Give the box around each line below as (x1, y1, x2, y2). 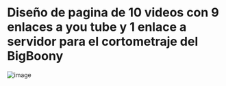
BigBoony (7, 48, 64, 64)
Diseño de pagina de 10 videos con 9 (7, 5, 219, 20)
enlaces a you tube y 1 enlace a (7, 19, 187, 35)
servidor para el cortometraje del (7, 34, 199, 49)
